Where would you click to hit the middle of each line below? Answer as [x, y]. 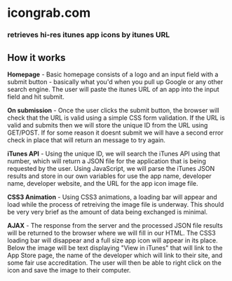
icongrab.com [49, 13]
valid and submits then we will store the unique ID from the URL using [108, 125]
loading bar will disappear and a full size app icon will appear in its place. [113, 240]
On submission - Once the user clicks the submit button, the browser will [113, 110]
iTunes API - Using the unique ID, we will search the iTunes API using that [114, 153]
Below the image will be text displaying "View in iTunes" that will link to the [115, 247]
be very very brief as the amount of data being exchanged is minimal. [108, 212]
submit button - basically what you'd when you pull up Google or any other [115, 81]
